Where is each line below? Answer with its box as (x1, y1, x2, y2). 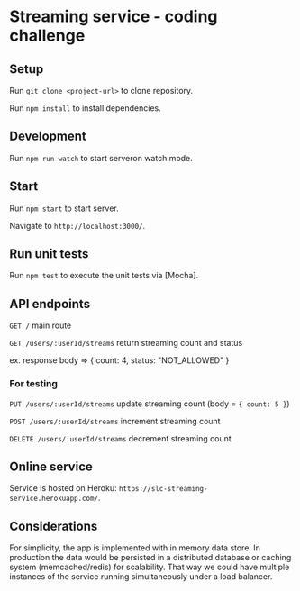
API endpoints (9, 295, 91, 312)
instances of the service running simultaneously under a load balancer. (9, 571, 273, 582)
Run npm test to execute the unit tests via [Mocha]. (9, 270, 199, 281)
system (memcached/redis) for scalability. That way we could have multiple (9, 561, 290, 573)
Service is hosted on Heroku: (9, 483, 117, 494)
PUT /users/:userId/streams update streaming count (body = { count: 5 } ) (9, 398, 290, 409)
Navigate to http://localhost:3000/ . (9, 220, 146, 231)
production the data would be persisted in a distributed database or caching (9, 552, 292, 563)
